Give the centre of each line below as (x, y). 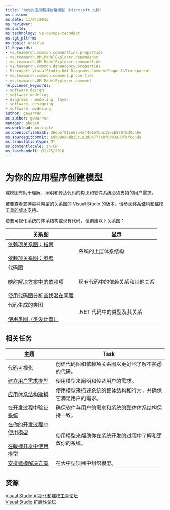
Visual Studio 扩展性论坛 (31, 502)
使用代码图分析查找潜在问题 (41, 295)
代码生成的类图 (26, 305)
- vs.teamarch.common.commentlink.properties (54, 52)
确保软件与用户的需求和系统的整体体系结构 (106, 407)
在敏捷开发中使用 (28, 446)
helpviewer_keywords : (28, 85)
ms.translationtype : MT (30, 142)
